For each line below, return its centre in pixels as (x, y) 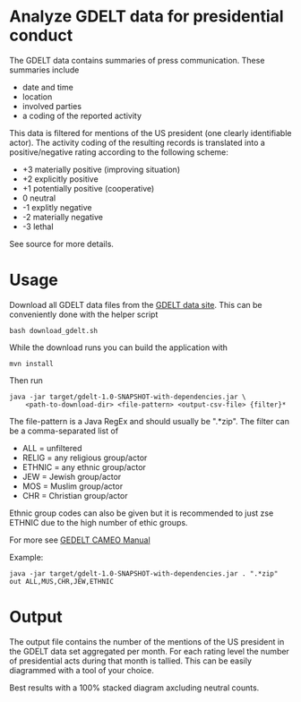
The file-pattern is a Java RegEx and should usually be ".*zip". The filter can (149, 421)
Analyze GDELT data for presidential (146, 17)
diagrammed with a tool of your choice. (82, 670)
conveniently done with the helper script (84, 314)
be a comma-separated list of (64, 431)
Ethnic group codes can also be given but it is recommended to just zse (142, 513)
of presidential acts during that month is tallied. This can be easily (131, 661)
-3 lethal (38, 227)
